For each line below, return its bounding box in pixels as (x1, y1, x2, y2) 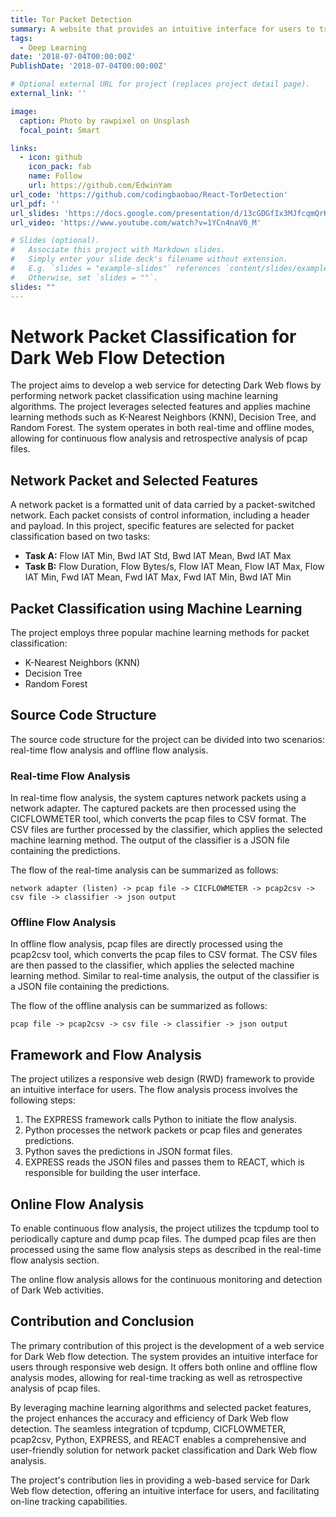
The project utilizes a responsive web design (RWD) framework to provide (10, 1073, 315, 1085)
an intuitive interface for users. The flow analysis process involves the (10, 1084, 299, 1096)
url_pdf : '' (10, 199, 60, 209)
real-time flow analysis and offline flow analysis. (10, 744, 209, 756)
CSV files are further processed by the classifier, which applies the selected (10, 824, 323, 836)
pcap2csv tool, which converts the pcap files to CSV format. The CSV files (10, 949, 318, 961)
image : (10, 106, 38, 116)
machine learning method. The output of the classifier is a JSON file (10, 834, 290, 846)
